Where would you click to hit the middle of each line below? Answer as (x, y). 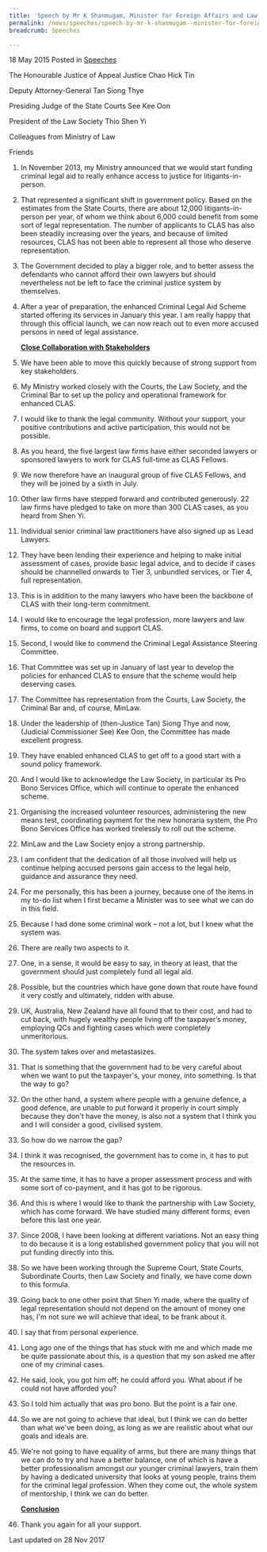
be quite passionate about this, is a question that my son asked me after (138, 1357)
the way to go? (45, 1084)
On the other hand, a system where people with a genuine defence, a (133, 1099)
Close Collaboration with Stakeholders (85, 347)
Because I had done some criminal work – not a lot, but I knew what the (137, 924)
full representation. (51, 580)
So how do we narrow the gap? (71, 1140)
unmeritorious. (44, 1036)
